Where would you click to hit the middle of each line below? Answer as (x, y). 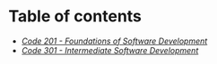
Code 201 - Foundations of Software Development (114, 41)
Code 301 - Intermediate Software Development (110, 50)
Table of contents (75, 16)
